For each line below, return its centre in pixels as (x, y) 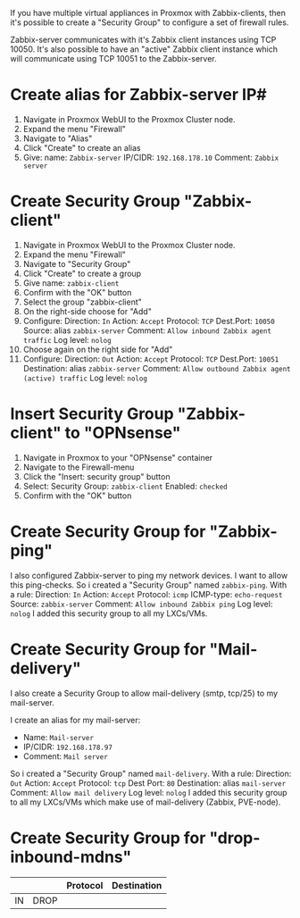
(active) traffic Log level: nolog (85, 378)
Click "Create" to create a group (82, 273)
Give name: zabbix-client (71, 283)
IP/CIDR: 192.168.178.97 (67, 747)
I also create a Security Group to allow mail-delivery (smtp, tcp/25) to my (144, 693)
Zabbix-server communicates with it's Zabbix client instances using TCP (143, 40)
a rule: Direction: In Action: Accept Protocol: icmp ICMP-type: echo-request (146, 594)
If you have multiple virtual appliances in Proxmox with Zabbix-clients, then (148, 13)
